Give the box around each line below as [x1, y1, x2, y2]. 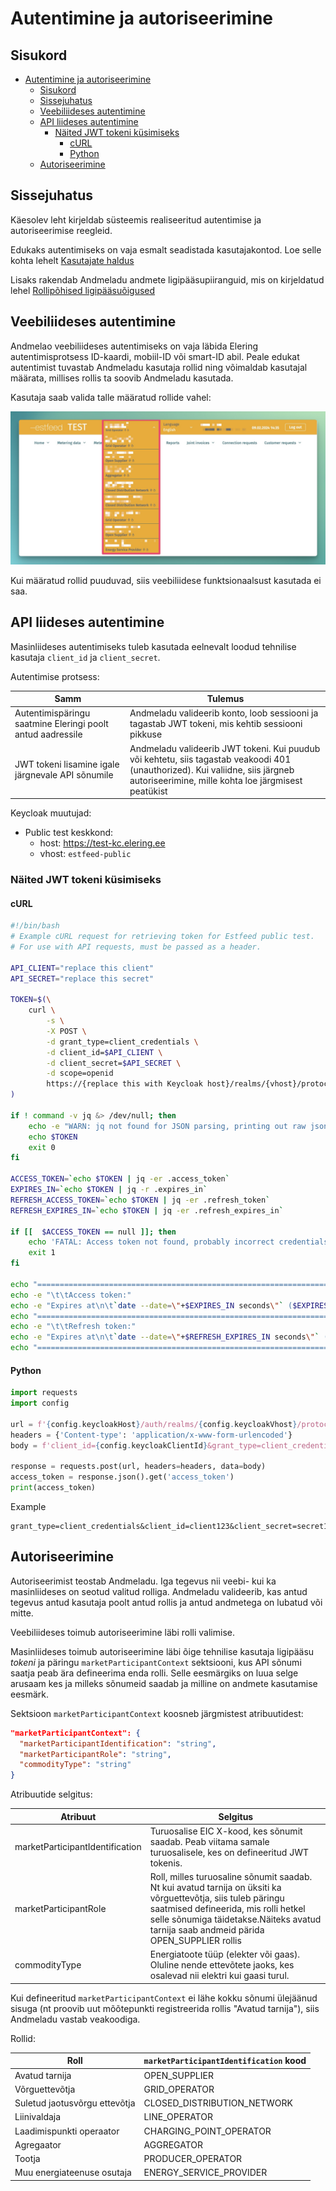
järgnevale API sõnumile [14, 769, 114, 781]
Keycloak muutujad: [10, 807, 92, 819]
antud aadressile [14, 728, 83, 741]
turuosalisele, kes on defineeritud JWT [149, 1846, 310, 1858]
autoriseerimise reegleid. [10, 224, 113, 236]
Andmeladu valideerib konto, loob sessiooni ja [129, 707, 319, 719]
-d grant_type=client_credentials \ [46, 1037, 199, 1047]
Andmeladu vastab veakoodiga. [10, 2013, 141, 2025]
